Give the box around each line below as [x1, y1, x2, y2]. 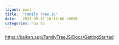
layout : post [5, 7, 32, 12]
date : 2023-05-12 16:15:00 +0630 [5, 16, 78, 21]
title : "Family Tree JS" [5, 12, 58, 17]
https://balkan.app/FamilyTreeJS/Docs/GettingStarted [5, 34, 114, 40]
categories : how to [5, 21, 45, 26]
